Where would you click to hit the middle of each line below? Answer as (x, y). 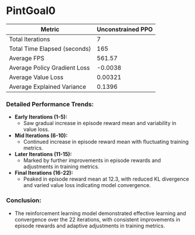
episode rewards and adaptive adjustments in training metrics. (90, 226)
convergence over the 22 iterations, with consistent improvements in (97, 219)
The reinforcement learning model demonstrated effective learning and (100, 213)
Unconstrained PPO (125, 29)
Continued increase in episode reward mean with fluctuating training (106, 142)
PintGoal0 (31, 11)
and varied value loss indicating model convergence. (87, 185)
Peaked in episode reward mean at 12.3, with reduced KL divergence (106, 179)
